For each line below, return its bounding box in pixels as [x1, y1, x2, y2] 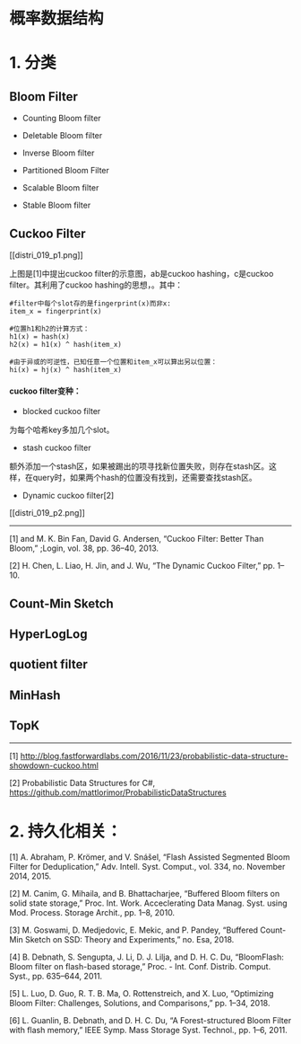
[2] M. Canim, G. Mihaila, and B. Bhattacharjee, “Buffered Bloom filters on [9, 888, 280, 898]
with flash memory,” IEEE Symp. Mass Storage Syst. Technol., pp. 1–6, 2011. [9, 1024, 288, 1035]
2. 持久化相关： [9, 821, 123, 841]
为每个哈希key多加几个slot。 [9, 424, 115, 436]
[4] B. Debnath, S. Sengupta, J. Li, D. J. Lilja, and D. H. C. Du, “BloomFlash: [9, 951, 285, 962]
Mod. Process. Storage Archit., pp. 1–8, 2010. [9, 907, 176, 917]
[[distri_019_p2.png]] [9, 508, 85, 518]
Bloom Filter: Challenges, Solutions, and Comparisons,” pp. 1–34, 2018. [9, 997, 271, 1008]
